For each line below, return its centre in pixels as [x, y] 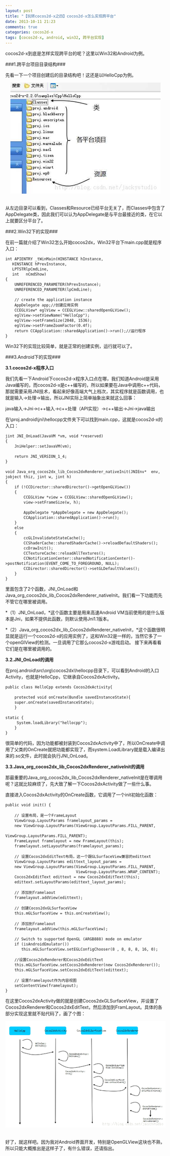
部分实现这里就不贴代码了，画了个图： [45, 1014]
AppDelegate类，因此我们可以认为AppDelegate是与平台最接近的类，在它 [82, 214]
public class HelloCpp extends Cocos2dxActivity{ [59, 687]
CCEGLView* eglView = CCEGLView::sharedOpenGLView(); [73, 310]
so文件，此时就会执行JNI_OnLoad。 [53, 756]
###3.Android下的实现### [33, 357]
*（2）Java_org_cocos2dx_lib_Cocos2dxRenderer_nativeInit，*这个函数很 [83, 630]
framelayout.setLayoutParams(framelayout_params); [69, 846]
